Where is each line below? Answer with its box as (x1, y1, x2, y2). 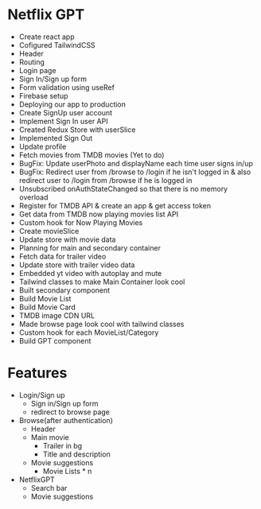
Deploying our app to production (18, 99, 127, 109)
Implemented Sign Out (18, 133, 93, 142)
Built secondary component (18, 285, 111, 295)
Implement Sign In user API (18, 116, 108, 126)
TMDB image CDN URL (18, 310, 95, 320)
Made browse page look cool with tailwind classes (18, 319, 185, 328)
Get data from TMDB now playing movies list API (18, 209, 179, 219)
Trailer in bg (42, 441, 83, 450)
